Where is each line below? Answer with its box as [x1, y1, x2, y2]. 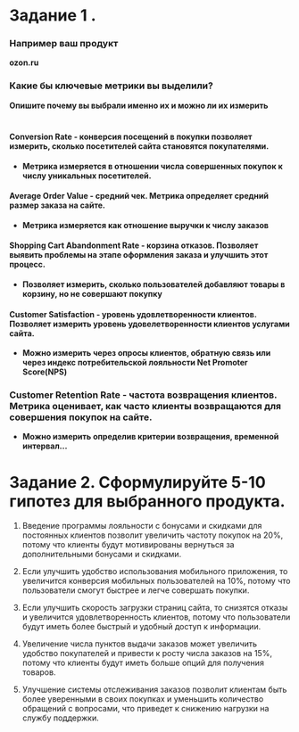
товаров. [21, 667, 56, 678]
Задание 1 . [9, 5, 96, 26]
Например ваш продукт [9, 37, 119, 50]
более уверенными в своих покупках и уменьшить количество [21, 694, 264, 704]
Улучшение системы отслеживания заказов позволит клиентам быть [21, 684, 287, 695]
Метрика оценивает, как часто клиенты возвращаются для [9, 400, 282, 413]
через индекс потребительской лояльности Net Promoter [21, 358, 248, 368]
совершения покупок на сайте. [9, 411, 153, 424]
